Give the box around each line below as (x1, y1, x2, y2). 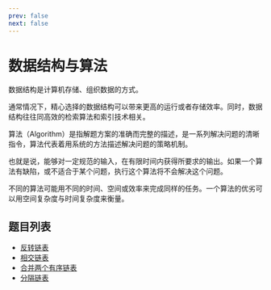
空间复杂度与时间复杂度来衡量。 (22, 194, 129, 204)
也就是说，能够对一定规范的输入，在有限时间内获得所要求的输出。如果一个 (8, 157, 256, 166)
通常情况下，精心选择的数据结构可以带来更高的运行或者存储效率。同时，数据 (8, 102, 263, 111)
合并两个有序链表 (19, 263, 77, 273)
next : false (8, 19, 48, 27)
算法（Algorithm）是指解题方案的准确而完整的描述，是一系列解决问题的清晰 (8, 129, 260, 139)
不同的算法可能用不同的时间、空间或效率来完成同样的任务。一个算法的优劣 (8, 183, 256, 194)
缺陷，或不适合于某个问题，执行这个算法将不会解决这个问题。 (22, 166, 227, 176)
